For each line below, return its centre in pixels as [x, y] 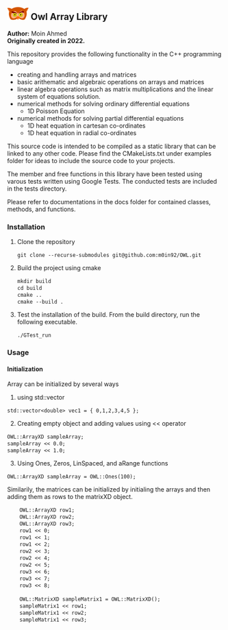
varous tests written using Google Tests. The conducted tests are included [112, 181]
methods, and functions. [42, 209]
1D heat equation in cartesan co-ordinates [86, 125]
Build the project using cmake [59, 268]
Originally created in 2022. [46, 40]
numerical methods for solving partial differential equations [100, 118]
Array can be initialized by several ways [63, 384]
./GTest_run [34, 336]
